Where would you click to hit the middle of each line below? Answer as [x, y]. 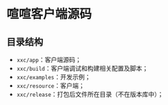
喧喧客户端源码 [49, 14]
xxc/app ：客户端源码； [49, 60]
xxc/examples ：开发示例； [53, 77]
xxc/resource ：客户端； [50, 86]
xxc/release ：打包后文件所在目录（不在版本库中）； [90, 94]
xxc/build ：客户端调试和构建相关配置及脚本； [82, 68]
